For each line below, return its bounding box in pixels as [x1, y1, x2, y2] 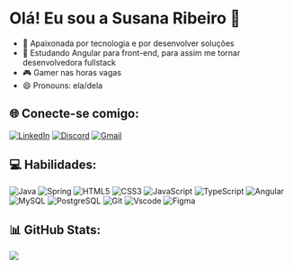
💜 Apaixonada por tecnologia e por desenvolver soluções [22, 38, 235, 49]
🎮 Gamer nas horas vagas [22, 67, 122, 77]
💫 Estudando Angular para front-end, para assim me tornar [22, 47, 241, 58]
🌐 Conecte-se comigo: [9, 106, 139, 121]
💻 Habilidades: [9, 157, 97, 173]
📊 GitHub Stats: [9, 222, 102, 238]
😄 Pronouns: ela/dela [22, 80, 103, 91]
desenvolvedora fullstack [22, 57, 117, 67]
